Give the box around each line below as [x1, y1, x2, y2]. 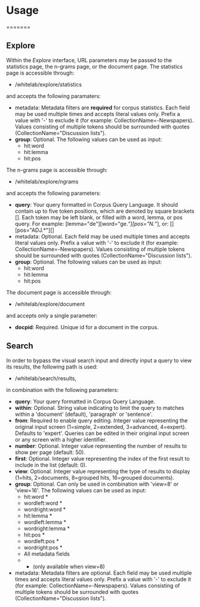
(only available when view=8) [32, 563, 106, 570]
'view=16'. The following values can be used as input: [14, 486, 146, 493]
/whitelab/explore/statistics [14, 81, 82, 88]
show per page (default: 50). [14, 449, 85, 456]
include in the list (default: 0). [14, 461, 87, 468]
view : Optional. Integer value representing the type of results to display [14, 467, 190, 475]
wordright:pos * [23, 544, 63, 551]
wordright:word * [23, 505, 66, 513]
